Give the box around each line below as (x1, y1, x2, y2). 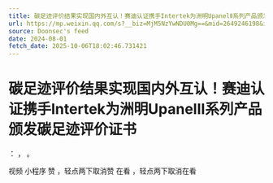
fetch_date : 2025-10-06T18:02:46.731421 (8, 42, 148, 50)
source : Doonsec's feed (8, 27, 89, 35)
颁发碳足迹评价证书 (8, 120, 137, 139)
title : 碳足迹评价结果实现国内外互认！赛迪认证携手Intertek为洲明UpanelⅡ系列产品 (8, 11, 258, 20)
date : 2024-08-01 (8, 34, 67, 43)
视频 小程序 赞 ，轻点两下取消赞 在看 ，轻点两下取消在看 (8, 166, 197, 176)
